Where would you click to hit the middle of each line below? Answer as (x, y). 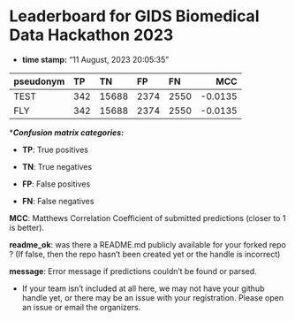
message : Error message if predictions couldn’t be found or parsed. (133, 271)
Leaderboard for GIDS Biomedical (134, 16)
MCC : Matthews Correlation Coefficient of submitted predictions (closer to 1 (147, 218)
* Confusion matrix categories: (67, 132)
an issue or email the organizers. (81, 307)
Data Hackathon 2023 (91, 35)
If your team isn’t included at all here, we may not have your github (143, 288)
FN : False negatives (58, 201)
